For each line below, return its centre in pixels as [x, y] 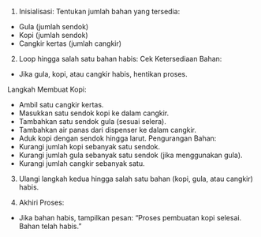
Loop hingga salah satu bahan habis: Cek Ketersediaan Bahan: [120, 59]
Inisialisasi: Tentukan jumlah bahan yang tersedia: [99, 11]
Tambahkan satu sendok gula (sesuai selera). [92, 121]
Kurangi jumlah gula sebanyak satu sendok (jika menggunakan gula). [130, 155]
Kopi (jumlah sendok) [53, 35]
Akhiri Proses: [41, 202]
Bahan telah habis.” [50, 226]
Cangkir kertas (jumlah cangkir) [70, 43]
